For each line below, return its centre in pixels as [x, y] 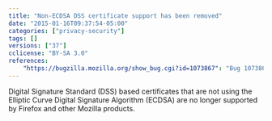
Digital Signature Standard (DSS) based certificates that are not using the [130, 91]
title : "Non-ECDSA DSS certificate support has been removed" [115, 16]
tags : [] [23, 38]
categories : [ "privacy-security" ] [67, 31]
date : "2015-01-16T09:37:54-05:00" [68, 23]
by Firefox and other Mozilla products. [72, 108]
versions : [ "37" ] [38, 46]
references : [28, 61]
